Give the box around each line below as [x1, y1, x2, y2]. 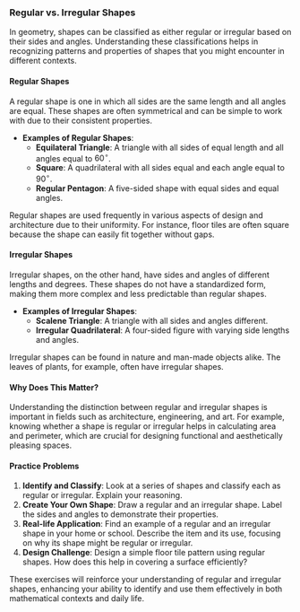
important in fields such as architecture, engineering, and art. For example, [9, 411, 285, 423]
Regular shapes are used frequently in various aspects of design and [9, 209, 264, 221]
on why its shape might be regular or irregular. [21, 538, 193, 548]
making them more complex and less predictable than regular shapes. [9, 289, 267, 300]
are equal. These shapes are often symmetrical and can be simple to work [9, 105, 283, 116]
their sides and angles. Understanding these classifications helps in [9, 36, 259, 47]
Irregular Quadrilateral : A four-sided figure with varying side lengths [35, 325, 290, 336]
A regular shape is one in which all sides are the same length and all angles [9, 96, 287, 107]
